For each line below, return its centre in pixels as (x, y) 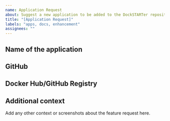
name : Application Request (34, 10)
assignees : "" (20, 29)
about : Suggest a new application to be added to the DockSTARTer (77, 15)
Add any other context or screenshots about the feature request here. (78, 113)
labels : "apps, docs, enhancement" (43, 24)
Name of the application (44, 49)
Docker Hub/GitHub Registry (51, 84)
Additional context (35, 101)
